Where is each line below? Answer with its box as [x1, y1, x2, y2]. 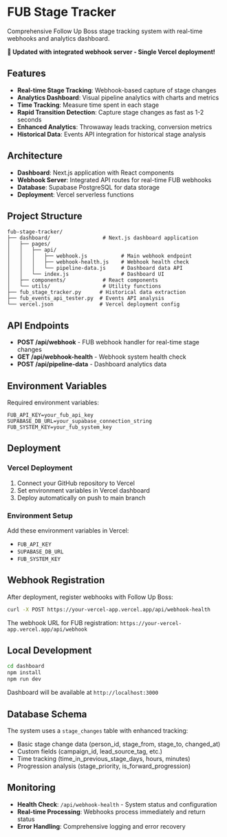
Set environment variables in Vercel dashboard [17, 486, 150, 494]
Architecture [7, 150, 63, 162]
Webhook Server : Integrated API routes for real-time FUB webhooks [17, 175, 212, 184]
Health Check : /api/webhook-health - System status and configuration [17, 800, 217, 808]
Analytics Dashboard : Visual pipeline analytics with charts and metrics [17, 93, 219, 101]
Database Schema [7, 708, 87, 720]
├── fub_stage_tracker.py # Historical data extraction [7, 289, 186, 296]
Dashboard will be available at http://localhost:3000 [7, 688, 159, 697]
